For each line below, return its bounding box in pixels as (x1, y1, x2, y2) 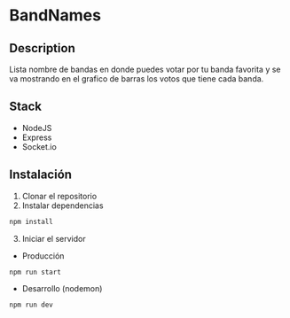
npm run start (9, 268, 62, 276)
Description (9, 41, 75, 56)
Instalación (9, 167, 73, 182)
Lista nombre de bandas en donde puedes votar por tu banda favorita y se (9, 64, 281, 74)
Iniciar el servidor (21, 233, 86, 244)
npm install (9, 217, 53, 226)
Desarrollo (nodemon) (21, 283, 103, 294)
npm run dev (9, 300, 53, 310)
